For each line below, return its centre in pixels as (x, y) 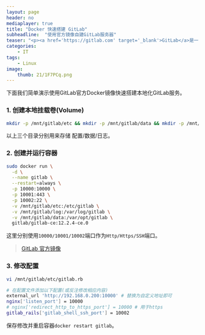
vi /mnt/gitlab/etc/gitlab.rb (45, 279)
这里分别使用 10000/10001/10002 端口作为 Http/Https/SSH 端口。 (83, 236)
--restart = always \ (37, 183)
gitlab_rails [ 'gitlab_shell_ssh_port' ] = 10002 (68, 313)
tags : (13, 58)
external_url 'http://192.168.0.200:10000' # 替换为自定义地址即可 (89, 296)
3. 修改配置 (23, 266)
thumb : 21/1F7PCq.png (45, 75)
